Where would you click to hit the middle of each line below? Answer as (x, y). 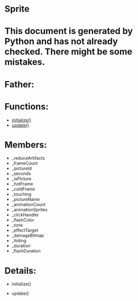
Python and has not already (61, 42)
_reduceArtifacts (28, 158)
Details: (20, 271)
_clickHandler (25, 215)
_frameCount (25, 163)
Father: (19, 84)
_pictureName (26, 200)
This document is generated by (69, 31)
